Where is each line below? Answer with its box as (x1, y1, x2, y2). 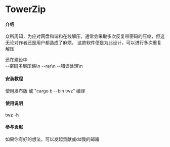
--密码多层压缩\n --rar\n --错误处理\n (5, 63, 83, 69)
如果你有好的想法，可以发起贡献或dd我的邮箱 (5, 136, 100, 142)
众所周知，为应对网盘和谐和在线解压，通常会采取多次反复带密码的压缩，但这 (5, 33, 165, 39)
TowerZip (5, 4, 46, 15)
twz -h (5, 112, 19, 118)
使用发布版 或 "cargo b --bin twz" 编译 (5, 87, 86, 94)
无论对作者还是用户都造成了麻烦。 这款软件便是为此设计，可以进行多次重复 (5, 39, 162, 46)
